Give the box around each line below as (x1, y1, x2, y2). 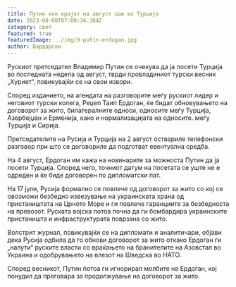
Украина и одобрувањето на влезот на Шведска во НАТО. (7, 251, 182, 259)
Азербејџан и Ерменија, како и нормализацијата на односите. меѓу (7, 114, 210, 122)
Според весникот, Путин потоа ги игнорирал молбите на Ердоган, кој (7, 264, 217, 272)
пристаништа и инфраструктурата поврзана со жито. (7, 214, 168, 223)
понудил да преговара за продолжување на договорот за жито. (7, 272, 200, 280)
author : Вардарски (7, 43, 61, 50)
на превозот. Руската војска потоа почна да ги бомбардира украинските (7, 207, 228, 215)
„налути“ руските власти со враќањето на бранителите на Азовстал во (7, 243, 222, 251)
